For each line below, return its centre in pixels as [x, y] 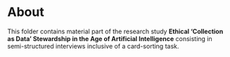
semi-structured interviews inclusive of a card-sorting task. [93, 46]
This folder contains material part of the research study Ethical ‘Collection [115, 31]
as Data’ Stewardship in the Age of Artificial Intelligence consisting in [110, 38]
